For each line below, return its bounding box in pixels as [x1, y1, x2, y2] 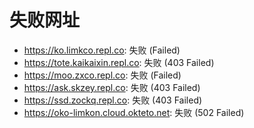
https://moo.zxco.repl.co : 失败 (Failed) [23, 69, 182, 81]
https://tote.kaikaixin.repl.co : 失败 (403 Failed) [23, 56, 215, 68]
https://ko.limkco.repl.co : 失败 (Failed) [23, 44, 181, 56]
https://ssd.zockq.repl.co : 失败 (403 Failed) [23, 94, 203, 106]
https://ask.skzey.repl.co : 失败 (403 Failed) [23, 81, 201, 93]
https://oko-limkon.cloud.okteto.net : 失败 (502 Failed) [23, 106, 245, 118]
